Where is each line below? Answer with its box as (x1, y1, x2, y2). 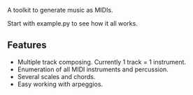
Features (7, 40, 47, 51)
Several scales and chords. (17, 72, 96, 80)
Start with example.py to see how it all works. (7, 19, 138, 27)
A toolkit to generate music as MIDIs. (7, 6, 113, 14)
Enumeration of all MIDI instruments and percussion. (17, 65, 169, 74)
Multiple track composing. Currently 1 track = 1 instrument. (17, 58, 187, 66)
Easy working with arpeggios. (17, 80, 103, 88)
